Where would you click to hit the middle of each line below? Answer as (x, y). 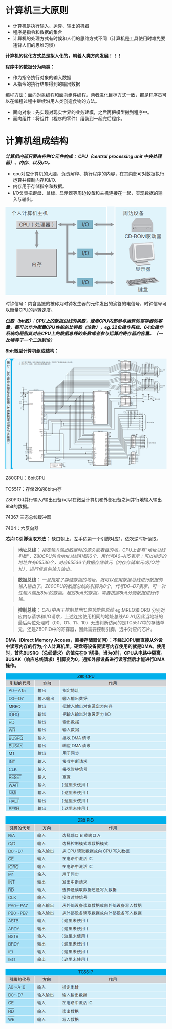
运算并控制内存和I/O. (34, 180)
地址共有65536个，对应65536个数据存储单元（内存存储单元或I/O (86, 562)
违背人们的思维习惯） (35, 45)
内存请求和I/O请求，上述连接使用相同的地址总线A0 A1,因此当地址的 (93, 616)
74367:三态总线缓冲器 (28, 517)
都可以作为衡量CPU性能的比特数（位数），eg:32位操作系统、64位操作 (89, 327)
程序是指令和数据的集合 (37, 32)
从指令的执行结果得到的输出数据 (46, 84)
